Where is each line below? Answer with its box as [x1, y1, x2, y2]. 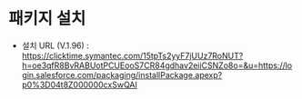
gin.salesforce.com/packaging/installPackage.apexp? [21, 69, 223, 80]
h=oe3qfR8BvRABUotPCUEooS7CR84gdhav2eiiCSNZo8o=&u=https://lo [21, 60, 293, 71]
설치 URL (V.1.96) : [21, 40, 90, 51]
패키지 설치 [8, 8, 86, 29]
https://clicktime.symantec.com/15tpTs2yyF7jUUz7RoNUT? [21, 50, 244, 61]
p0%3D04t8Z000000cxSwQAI [21, 79, 138, 90]
